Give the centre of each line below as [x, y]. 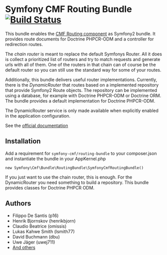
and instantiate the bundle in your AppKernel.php [56, 158]
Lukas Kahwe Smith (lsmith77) [43, 231]
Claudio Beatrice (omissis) [39, 226]
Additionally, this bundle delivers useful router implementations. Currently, [81, 79]
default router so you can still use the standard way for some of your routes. [83, 70]
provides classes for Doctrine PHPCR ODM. [50, 187]
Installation [23, 141]
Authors [18, 203]
